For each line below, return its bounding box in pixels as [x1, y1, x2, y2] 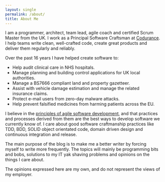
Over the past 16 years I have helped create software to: [5, 55, 119, 61]
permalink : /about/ [5, 12, 45, 17]
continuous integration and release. [5, 131, 77, 138]
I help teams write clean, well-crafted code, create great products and [5, 40, 147, 46]
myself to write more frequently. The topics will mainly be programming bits [5, 146, 159, 152]
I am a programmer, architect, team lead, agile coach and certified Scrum [5, 30, 154, 36]
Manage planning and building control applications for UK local [12, 70, 140, 76]
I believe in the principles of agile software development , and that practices [5, 111, 158, 117]
